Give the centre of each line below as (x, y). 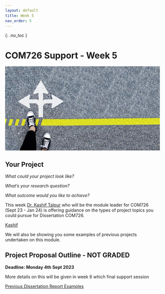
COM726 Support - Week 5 (61, 55)
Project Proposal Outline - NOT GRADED (68, 255)
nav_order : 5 (18, 21)
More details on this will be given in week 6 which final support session (77, 277)
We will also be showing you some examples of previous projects (71, 234)
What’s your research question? (37, 185)
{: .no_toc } (16, 36)
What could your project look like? (40, 176)
